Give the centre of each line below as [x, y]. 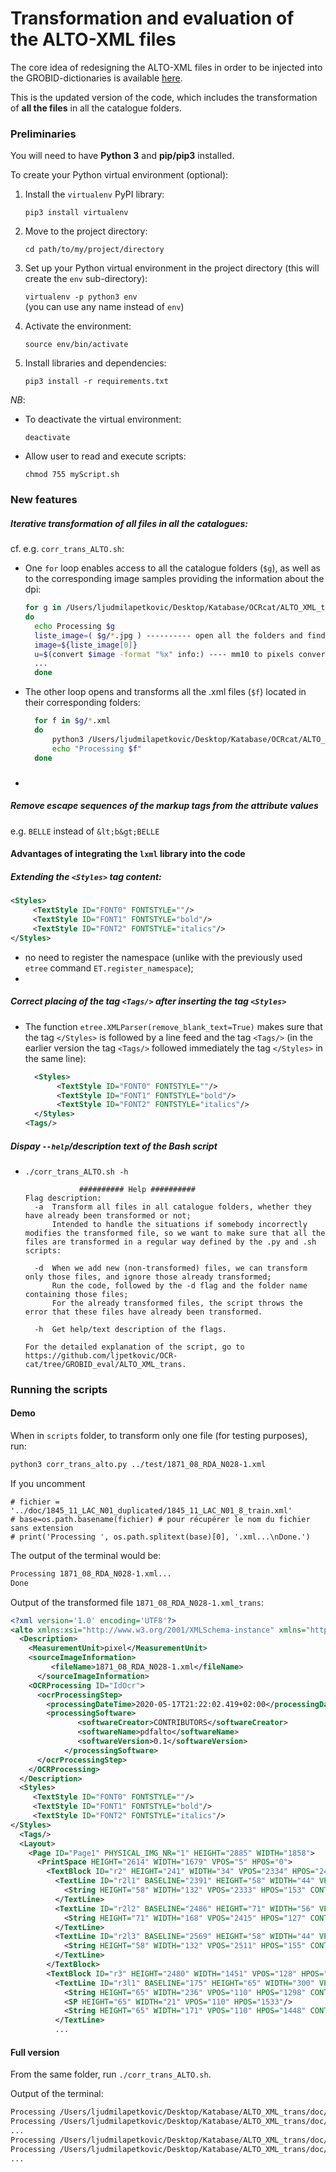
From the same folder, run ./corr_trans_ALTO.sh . [111, 2074]
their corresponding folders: [82, 703]
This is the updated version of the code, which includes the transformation [164, 97]
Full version [35, 2052]
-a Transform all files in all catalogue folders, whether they [173, 1207]
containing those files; [76, 1294]
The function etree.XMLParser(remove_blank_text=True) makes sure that [173, 1026]
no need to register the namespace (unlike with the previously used [163, 957]
